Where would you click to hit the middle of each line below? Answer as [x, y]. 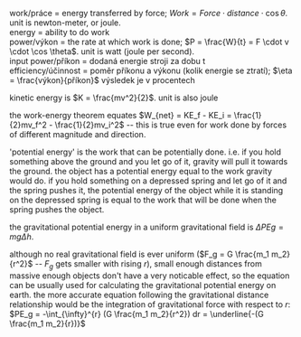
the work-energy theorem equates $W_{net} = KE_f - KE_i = [121, 115]
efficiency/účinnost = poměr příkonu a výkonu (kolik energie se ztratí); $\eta [151, 70]
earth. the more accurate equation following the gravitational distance [139, 295]
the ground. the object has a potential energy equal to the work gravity [141, 171]
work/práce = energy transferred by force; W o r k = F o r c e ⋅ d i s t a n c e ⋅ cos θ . [149, 13]
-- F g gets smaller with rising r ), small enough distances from [148, 265]
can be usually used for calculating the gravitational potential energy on [143, 285]
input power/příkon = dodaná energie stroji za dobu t [108, 61]
